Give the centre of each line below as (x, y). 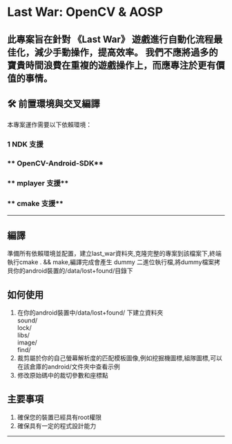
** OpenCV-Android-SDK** (55, 163)
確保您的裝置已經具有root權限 (59, 417)
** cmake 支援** (35, 203)
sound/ (27, 321)
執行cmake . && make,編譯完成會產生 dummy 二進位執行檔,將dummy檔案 (111, 262)
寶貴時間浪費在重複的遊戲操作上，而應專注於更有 (112, 65)
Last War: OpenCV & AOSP (85, 12)
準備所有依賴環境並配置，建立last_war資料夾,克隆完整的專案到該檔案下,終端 (115, 254)
